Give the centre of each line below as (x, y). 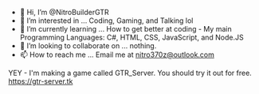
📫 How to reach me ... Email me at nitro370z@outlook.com (117, 55)
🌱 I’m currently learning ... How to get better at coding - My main (126, 29)
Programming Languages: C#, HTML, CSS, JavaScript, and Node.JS (132, 37)
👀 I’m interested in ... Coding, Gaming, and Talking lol (106, 21)
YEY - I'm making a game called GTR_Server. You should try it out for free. (130, 73)
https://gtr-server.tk (41, 81)
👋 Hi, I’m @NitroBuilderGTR (64, 12)
